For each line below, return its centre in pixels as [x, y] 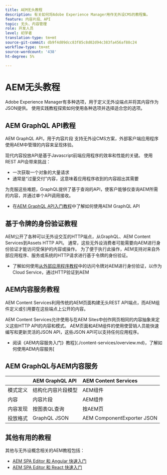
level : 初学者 [19, 33]
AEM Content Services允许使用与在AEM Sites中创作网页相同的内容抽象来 [80, 319]
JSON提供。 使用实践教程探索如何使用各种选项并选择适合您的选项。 [75, 108]
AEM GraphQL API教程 [40, 126]
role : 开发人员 [19, 29]
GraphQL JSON [51, 418]
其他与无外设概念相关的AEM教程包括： [45, 450]
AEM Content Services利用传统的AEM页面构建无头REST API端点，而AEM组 [83, 302]
